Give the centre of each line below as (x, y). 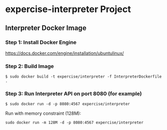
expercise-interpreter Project (68, 9)
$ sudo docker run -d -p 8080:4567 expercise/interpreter (68, 104)
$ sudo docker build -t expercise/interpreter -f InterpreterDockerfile (83, 77)
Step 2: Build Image (30, 66)
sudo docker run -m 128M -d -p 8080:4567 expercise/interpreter (74, 123)
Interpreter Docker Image (46, 28)
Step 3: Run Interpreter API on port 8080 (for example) (74, 94)
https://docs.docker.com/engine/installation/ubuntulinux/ (65, 53)
